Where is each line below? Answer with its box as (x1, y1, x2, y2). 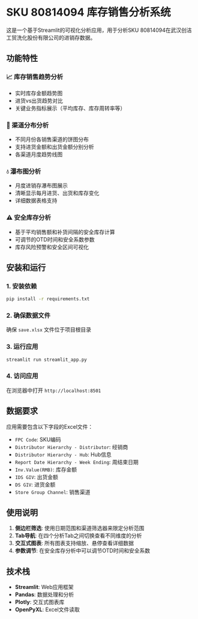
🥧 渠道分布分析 (6, 121, 49, 129)
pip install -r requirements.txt (6, 296, 90, 302)
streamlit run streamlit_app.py (6, 357, 87, 363)
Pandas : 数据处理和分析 (14, 591, 74, 598)
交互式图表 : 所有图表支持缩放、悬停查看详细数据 (14, 540, 134, 547)
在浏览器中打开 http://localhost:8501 (6, 387, 101, 394)
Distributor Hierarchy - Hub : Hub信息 (14, 451, 112, 458)
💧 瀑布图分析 (6, 167, 41, 175)
